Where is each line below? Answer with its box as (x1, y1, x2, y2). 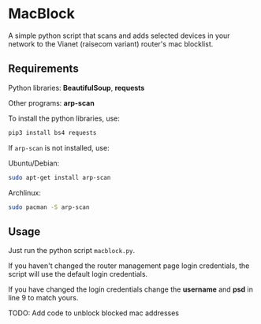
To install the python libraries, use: (8, 114, 121, 123)
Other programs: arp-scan (8, 98, 95, 107)
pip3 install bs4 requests (8, 128, 97, 136)
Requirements (8, 62, 79, 76)
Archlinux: (8, 188, 41, 197)
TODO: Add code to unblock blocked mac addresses (8, 308, 180, 318)
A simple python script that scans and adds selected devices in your (8, 31, 230, 40)
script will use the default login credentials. (8, 270, 148, 279)
